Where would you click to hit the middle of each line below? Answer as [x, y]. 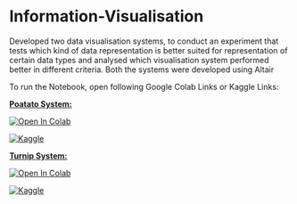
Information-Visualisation [107, 16]
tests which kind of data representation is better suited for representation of [148, 50]
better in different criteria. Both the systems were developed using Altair [142, 69]
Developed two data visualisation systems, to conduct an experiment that [144, 41]
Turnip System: [38, 155]
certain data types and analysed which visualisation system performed [139, 60]
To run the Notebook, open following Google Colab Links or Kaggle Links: [144, 86]
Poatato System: [41, 103]
